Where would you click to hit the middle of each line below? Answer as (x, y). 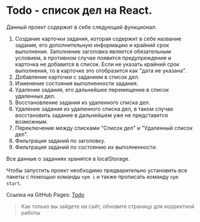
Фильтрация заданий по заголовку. (60, 140)
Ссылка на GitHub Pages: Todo (45, 194)
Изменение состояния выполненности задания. (76, 83)
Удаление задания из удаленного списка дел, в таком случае (94, 109)
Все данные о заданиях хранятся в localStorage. (68, 158)
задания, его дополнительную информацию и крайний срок (92, 45)
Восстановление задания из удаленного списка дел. (83, 102)
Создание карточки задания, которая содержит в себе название (98, 38)
